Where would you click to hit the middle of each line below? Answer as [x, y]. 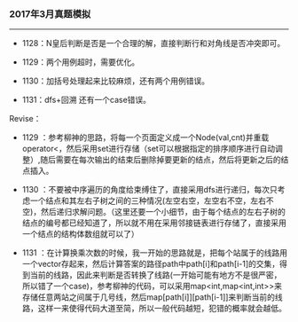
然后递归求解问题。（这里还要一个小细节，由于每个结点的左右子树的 [163, 212]
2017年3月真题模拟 [50, 13]
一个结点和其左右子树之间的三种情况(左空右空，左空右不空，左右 [148, 200]
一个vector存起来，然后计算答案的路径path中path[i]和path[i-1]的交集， [151, 264]
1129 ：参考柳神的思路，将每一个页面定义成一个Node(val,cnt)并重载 [145, 137]
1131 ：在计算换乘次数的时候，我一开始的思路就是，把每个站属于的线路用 [155, 253]
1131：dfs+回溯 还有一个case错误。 [86, 100]
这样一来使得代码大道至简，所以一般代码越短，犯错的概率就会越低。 [162, 309]
